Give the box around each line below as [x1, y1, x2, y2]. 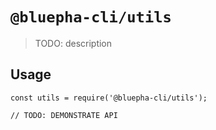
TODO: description [34, 37, 113, 49]
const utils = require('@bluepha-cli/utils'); [10, 93, 208, 103]
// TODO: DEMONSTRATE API [10, 110, 118, 120]
